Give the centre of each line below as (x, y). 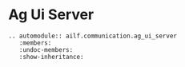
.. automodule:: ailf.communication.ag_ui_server (93, 36)
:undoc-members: (46, 49)
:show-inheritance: (51, 57)
